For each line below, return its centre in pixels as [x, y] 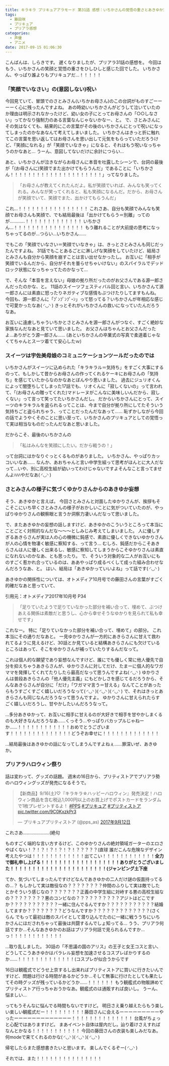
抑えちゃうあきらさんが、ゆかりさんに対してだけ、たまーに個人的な [84, 666]
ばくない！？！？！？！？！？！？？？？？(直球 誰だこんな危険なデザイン [86, 849]
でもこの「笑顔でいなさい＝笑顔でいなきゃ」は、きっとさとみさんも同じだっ [84, 244]
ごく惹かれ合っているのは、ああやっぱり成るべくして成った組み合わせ [87, 562]
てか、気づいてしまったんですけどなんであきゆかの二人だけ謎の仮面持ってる [84, 879]
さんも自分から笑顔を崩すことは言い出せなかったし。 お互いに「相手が [87, 257]
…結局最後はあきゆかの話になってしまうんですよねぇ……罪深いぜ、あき [79, 744]
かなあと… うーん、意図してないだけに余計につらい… [69, 151]
